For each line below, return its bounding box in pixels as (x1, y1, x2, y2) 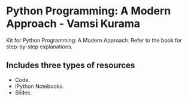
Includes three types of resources (6, 60, 135, 71)
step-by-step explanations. (6, 43, 73, 50)
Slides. (14, 88, 32, 96)
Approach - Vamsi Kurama (6, 17, 141, 30)
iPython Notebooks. (14, 82, 64, 90)
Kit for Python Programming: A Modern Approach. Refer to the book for (6, 36, 183, 44)
